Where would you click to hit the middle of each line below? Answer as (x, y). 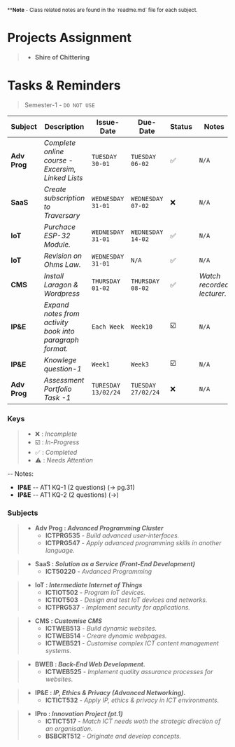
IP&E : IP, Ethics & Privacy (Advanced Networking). (110, 693)
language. (60, 551)
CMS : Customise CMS (69, 621)
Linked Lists (63, 177)
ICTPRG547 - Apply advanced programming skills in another (133, 543)
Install (54, 275)
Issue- (108, 122)
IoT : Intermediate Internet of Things (88, 585)
